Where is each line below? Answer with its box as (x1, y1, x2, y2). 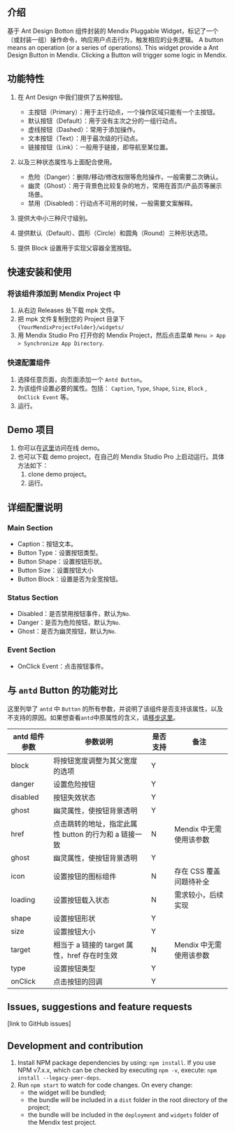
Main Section (7, 523, 53, 532)
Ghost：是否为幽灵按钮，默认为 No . (17, 627, 117, 636)
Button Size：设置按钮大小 (17, 566, 94, 575)
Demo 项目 (7, 424, 55, 436)
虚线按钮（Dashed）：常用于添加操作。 (27, 125, 139, 133)
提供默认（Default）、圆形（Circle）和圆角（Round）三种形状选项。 (17, 229, 212, 237)
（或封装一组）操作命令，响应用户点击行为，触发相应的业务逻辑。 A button (7, 35, 224, 43)
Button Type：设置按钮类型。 (17, 549, 102, 557)
